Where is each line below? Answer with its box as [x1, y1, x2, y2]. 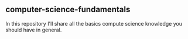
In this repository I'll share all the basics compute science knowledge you [5, 20, 183, 27]
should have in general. [5, 26, 62, 33]
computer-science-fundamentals [5, 5, 131, 15]
